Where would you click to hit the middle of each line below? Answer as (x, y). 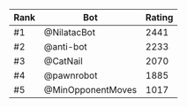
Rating (159, 17)
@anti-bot (65, 46)
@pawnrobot (71, 76)
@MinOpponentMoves (90, 90)
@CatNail (64, 61)
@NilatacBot (69, 32)
